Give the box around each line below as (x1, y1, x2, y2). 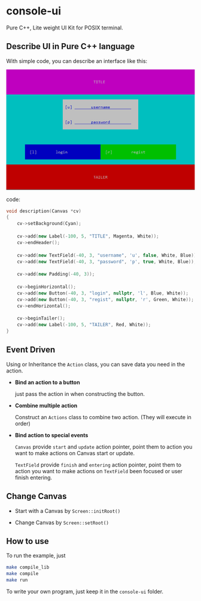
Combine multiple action (14, 402, 78, 409)
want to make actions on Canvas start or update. (14, 449, 135, 456)
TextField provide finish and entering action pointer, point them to (14, 461, 181, 468)
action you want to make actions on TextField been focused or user (14, 467, 183, 474)
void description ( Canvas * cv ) (6, 208, 82, 214)
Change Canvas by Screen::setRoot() (14, 519, 109, 526)
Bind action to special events (14, 431, 89, 438)
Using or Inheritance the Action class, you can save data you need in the (6, 360, 185, 368)
